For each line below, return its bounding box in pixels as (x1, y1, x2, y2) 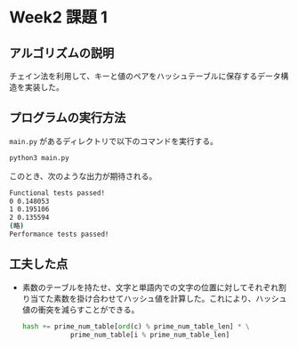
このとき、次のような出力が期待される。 (9, 170, 157, 182)
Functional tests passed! (9, 188, 105, 198)
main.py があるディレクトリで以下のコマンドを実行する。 (9, 135, 219, 146)
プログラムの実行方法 (9, 110, 126, 125)
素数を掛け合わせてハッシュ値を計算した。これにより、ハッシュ (52, 293, 287, 303)
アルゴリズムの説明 (9, 45, 115, 61)
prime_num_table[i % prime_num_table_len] (69, 330, 230, 339)
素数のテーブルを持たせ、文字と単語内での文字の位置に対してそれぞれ (21, 281, 279, 293)
